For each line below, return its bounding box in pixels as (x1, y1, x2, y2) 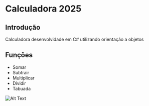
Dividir (12, 80, 26, 86)
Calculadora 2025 (5, 3, 82, 15)
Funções (5, 51, 33, 59)
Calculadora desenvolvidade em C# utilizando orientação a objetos (5, 36, 144, 42)
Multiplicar (12, 75, 35, 81)
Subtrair (12, 69, 30, 75)
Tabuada (12, 85, 31, 91)
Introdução (5, 23, 41, 32)
